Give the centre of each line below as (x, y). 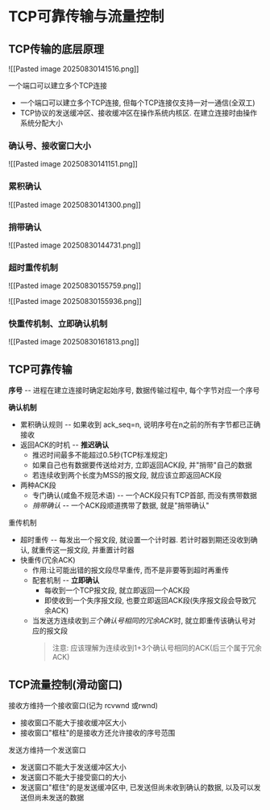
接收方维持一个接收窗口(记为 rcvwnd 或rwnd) (83, 706)
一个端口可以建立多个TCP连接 (58, 85)
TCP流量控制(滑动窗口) (66, 684)
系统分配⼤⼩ (41, 123)
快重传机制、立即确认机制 (58, 324)
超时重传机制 (33, 268)
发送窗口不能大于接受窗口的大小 (73, 778)
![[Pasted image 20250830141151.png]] (73, 164)
